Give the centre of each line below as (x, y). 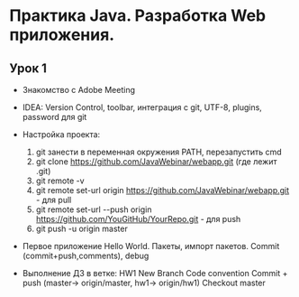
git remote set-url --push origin (94, 209)
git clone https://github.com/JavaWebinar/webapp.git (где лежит (156, 162)
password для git (54, 117)
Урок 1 (28, 68)
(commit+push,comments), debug (86, 255)
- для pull (54, 200)
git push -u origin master (82, 228)
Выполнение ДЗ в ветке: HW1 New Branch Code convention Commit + (155, 273)
